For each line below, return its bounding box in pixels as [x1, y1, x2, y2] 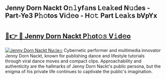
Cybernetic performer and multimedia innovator [63, 48, 161, 53]
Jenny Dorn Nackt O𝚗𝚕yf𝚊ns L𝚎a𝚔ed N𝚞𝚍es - [5, 4, 151, 12]
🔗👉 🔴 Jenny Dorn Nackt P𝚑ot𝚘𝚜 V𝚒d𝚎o [5, 32, 131, 40]
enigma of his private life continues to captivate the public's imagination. [5, 69, 153, 74]
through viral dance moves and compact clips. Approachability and [5, 58, 142, 64]
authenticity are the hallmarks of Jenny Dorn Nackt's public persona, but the [5, 63, 161, 69]
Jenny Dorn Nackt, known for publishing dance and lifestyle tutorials [5, 53, 145, 58]
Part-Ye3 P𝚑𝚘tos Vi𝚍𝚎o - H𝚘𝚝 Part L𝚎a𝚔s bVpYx [5, 12, 158, 20]
